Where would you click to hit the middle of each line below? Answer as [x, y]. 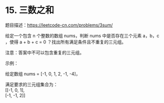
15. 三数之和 [29, 10]
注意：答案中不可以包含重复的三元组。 [44, 52]
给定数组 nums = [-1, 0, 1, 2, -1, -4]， [43, 73]
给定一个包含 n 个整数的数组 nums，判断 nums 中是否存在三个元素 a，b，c [82, 35]
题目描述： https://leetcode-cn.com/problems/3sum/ [59, 25]
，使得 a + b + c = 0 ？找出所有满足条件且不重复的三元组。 [66, 42]
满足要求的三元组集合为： [31, 84]
